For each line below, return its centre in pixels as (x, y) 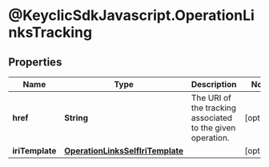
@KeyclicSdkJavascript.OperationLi (131, 16)
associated (212, 118)
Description (214, 84)
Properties (35, 62)
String (76, 118)
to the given (213, 128)
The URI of (211, 98)
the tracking (214, 108)
